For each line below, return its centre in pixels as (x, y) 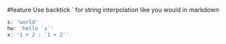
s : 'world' (23, 22)
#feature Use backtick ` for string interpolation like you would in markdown (113, 10)
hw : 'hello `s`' (30, 28)
